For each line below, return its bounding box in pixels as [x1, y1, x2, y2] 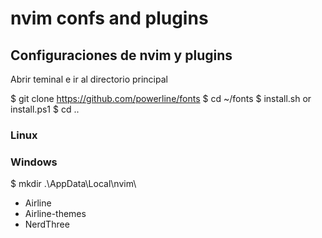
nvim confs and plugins [10, 7, 209, 30]
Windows [10, 155, 58, 169]
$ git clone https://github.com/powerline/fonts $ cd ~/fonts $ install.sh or [10, 93, 312, 104]
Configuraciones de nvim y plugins [10, 47, 233, 64]
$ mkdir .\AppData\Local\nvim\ [10, 178, 137, 190]
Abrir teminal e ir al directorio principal [10, 73, 168, 85]
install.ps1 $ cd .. [10, 103, 80, 115]
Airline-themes [24, 208, 87, 220]
